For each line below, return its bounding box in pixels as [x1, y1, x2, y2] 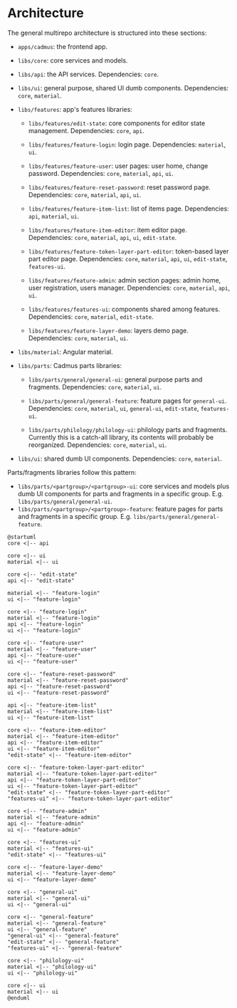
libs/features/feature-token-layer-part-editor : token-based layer [28, 247, 229, 256]
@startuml [7, 533, 37, 540]
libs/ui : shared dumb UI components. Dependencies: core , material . [17, 454, 223, 463]
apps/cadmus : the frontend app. [17, 42, 108, 51]
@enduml [7, 994, 31, 1002]
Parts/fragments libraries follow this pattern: [7, 468, 137, 476]
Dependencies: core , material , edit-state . [28, 312, 154, 321]
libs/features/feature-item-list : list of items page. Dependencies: [28, 204, 229, 213]
